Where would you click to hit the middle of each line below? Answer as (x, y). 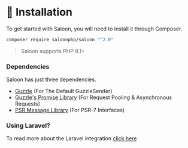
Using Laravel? (28, 126)
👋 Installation (40, 12)
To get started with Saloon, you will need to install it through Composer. (94, 29)
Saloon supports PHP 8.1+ (53, 51)
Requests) (28, 104)
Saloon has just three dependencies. (51, 79)
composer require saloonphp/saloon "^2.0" (60, 39)
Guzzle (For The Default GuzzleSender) (63, 91)
